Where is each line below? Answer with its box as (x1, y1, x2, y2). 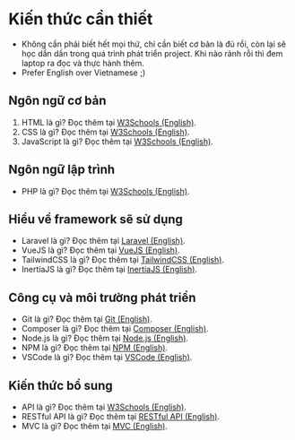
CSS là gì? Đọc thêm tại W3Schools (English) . (21, 126, 190, 137)
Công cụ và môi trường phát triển (8, 289, 196, 305)
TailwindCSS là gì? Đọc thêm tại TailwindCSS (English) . (21, 255, 225, 265)
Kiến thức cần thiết (8, 9, 153, 30)
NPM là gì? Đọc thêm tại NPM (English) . (21, 342, 168, 353)
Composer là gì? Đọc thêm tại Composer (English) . (21, 324, 209, 334)
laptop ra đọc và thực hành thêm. (21, 57, 144, 68)
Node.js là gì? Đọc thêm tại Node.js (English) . (21, 332, 189, 344)
